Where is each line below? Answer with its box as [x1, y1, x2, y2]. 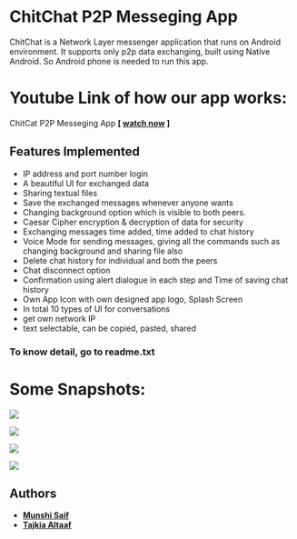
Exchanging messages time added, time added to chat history [22, 225, 254, 237]
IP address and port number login [22, 168, 148, 179]
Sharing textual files [22, 187, 98, 198]
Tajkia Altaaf [22, 520, 72, 531]
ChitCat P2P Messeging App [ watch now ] [9, 117, 171, 128]
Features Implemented [9, 144, 141, 160]
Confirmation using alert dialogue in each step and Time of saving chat [22, 274, 289, 285]
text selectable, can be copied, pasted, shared [22, 323, 197, 334]
